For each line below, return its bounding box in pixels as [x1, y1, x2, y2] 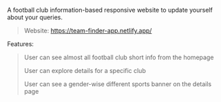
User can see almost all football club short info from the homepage [23, 53, 214, 61]
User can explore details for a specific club [23, 67, 146, 74]
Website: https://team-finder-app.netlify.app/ [23, 27, 152, 34]
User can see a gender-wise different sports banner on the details [23, 80, 212, 88]
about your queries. [7, 13, 63, 21]
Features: [7, 40, 34, 48]
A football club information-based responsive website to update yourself [7, 6, 213, 14]
